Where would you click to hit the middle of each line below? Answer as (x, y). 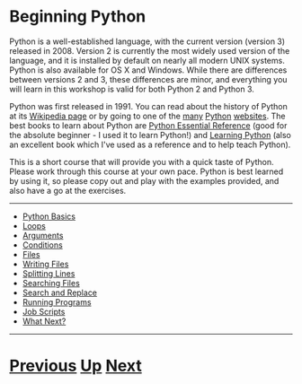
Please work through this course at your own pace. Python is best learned (147, 171)
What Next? (44, 321)
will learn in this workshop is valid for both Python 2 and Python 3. (132, 89)
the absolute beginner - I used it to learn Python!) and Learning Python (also (151, 135)
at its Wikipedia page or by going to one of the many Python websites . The (147, 116)
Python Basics (49, 216)
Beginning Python (78, 17)
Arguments (43, 235)
